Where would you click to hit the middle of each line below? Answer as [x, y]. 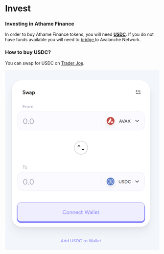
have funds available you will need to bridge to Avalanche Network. [73, 40]
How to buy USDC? [28, 52]
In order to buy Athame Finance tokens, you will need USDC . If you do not [80, 34]
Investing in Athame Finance [40, 24]
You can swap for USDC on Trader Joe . [45, 63]
